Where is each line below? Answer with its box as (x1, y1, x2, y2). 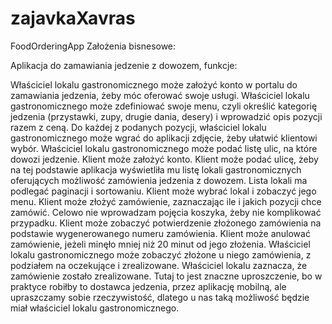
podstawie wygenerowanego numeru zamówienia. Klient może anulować (10, 227, 311, 239)
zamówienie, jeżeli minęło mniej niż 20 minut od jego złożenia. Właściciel (10, 238, 311, 250)
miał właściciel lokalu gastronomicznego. (10, 302, 180, 314)
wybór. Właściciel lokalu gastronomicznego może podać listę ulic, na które (10, 142, 318, 154)
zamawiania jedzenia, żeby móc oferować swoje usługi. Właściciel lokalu (10, 89, 310, 101)
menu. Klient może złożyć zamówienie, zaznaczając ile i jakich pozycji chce (10, 195, 322, 207)
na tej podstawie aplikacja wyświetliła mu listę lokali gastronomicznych (10, 163, 302, 176)
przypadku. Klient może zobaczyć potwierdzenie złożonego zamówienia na (10, 217, 322, 229)
